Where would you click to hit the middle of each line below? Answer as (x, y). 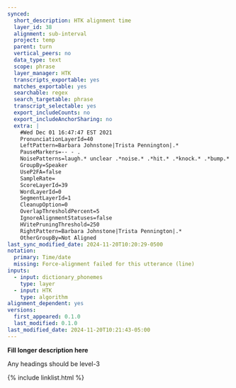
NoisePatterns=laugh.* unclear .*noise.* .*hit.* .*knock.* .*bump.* (125, 159)
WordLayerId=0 (41, 192)
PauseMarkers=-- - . (50, 152)
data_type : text (38, 60)
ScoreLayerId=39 (44, 185)
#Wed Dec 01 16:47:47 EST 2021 (66, 132)
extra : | (27, 126)
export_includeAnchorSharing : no (63, 119)
